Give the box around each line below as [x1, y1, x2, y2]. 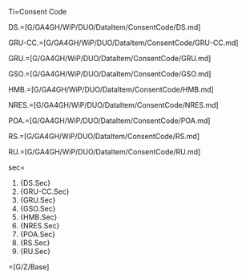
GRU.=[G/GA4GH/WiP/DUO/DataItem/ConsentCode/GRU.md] [8, 54, 212, 63]
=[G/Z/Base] [8, 262, 50, 272]
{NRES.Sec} [19, 221, 60, 230]
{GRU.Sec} [19, 195, 56, 204]
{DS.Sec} [19, 178, 50, 187]
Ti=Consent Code [8, 7, 67, 16]
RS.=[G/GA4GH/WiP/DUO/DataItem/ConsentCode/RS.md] [8, 132, 200, 141]
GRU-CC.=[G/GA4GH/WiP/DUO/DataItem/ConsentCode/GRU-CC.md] [8, 38, 239, 47]
